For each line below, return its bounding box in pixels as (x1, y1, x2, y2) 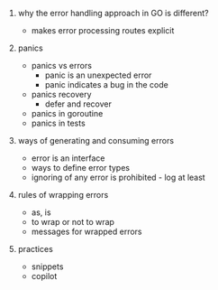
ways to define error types (31, 163, 131, 173)
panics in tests (31, 117, 86, 128)
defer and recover (44, 98, 113, 109)
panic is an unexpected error (44, 70, 152, 80)
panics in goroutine (31, 108, 104, 118)
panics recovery (31, 89, 92, 99)
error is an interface (31, 153, 105, 164)
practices (17, 244, 54, 254)
